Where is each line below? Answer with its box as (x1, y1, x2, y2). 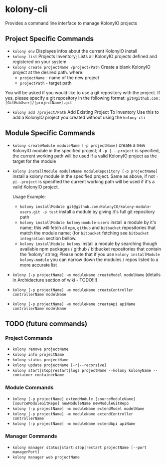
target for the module (12, 158, 56, 164)
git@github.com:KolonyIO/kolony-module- (66, 204, 152, 209)
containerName (34, 372, 64, 378)
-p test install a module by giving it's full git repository (42, 208, 155, 214)
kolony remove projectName (12, 347, 69, 352)
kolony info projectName (12, 352, 64, 357)
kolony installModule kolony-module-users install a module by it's (19, 219, 157, 225)
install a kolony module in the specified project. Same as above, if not (12, 173, 156, 179)
